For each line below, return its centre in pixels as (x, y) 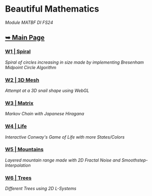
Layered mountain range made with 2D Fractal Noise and (63, 160)
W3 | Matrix (19, 103)
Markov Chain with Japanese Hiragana (45, 114)
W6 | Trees (18, 178)
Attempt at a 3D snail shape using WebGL (47, 90)
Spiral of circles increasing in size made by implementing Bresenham (75, 62)
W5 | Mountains (24, 149)
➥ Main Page (25, 38)
